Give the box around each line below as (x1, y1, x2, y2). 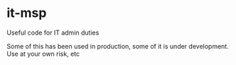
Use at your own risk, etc (6, 49, 80, 58)
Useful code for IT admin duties (6, 28, 100, 37)
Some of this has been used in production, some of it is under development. (6, 42, 229, 50)
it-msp (6, 5, 47, 21)
